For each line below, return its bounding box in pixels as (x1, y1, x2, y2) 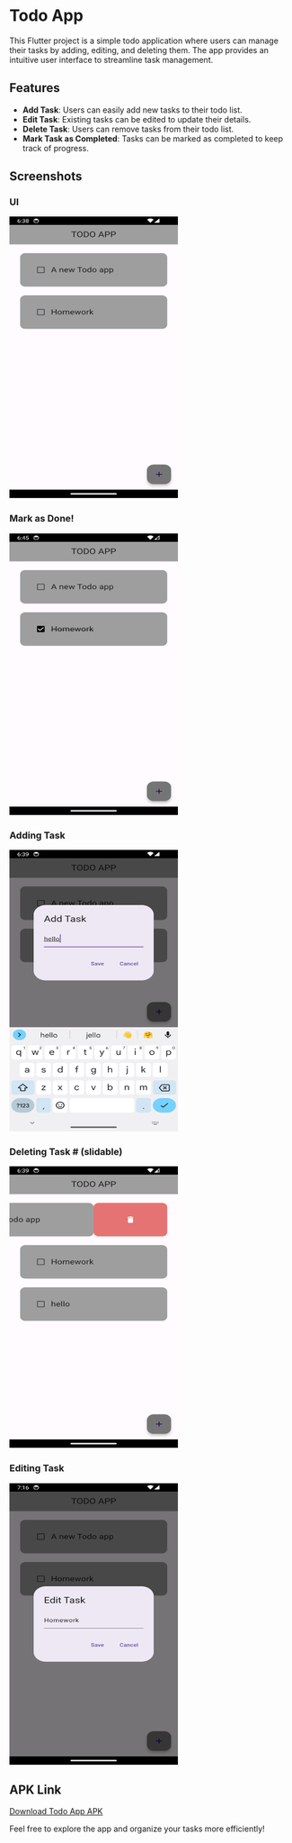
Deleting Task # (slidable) (9, 1145, 123, 1158)
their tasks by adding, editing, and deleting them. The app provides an (9, 44, 270, 55)
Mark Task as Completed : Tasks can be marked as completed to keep (22, 132, 284, 144)
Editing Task (9, 1462, 65, 1475)
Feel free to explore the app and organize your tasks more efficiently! (9, 1823, 265, 1834)
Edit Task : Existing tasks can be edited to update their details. (22, 113, 252, 124)
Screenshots (9, 168, 83, 185)
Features (9, 80, 60, 95)
